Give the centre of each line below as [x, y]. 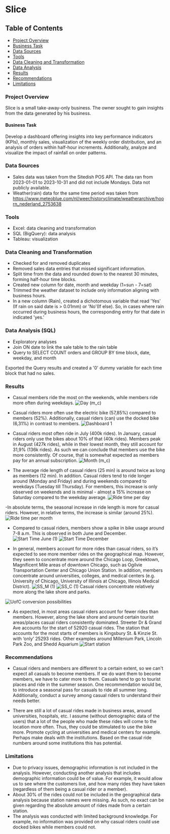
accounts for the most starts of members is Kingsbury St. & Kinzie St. [85, 633]
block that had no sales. [30, 373]
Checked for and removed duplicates [51, 263]
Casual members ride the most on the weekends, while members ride [85, 397]
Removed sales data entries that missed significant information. [79, 269]
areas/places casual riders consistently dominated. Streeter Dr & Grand [87, 622]
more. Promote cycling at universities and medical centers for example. [87, 732]
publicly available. [31, 187]
